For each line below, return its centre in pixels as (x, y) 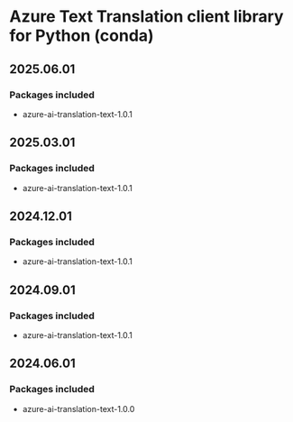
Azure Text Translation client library (146, 17)
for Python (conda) (82, 36)
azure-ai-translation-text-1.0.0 (78, 408)
